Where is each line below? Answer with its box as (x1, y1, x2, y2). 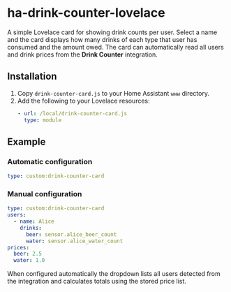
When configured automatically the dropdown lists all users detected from (7, 270, 221, 278)
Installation (7, 71, 57, 82)
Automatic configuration (7, 156, 93, 166)
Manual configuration (7, 189, 82, 198)
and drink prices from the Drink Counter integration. (7, 50, 158, 59)
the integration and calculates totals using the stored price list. (7, 277, 187, 286)
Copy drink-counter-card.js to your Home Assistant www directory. (17, 89, 209, 97)
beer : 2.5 (13, 250, 42, 258)
